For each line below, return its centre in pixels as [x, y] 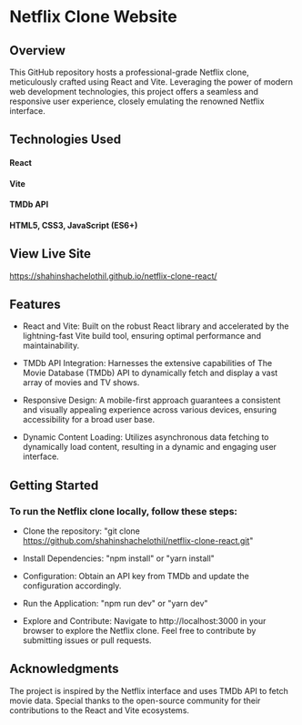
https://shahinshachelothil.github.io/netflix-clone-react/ [113, 276]
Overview [38, 51]
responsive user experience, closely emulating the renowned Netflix [137, 101]
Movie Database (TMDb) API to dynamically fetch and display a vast [150, 373]
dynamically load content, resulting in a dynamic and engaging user [150, 447]
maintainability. [51, 346]
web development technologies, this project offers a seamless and [134, 92]
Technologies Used [65, 140]
